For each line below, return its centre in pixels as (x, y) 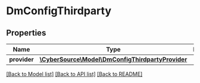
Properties (26, 33)
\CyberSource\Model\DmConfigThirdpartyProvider (113, 59)
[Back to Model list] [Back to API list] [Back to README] (74, 74)
